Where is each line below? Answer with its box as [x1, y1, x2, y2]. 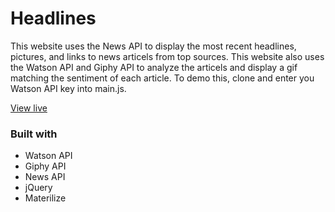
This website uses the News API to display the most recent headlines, [10, 40, 297, 52]
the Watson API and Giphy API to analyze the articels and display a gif [10, 61, 298, 73]
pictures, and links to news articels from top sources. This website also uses [10, 50, 325, 62]
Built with [10, 127, 58, 141]
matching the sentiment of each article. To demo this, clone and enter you [10, 72, 315, 84]
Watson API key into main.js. [10, 82, 127, 94]
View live [10, 102, 48, 114]
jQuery [24, 182, 53, 194]
